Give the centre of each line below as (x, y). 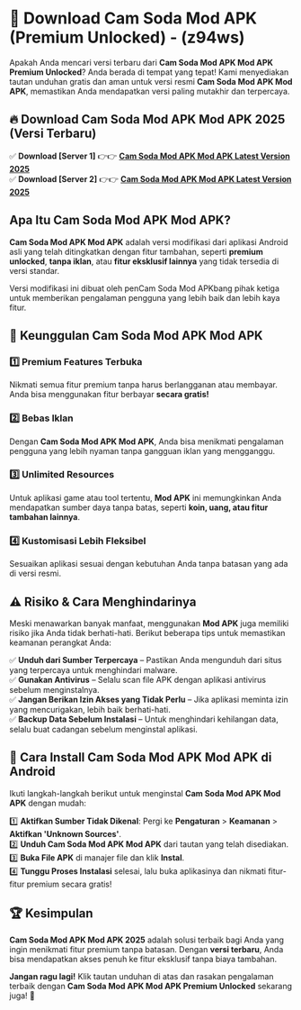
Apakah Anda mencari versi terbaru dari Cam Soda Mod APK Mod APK (142, 62)
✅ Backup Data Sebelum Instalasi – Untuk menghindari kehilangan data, (144, 719)
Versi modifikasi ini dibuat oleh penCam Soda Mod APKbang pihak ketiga (145, 288)
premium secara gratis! (69, 884)
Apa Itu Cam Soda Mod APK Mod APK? (120, 220)
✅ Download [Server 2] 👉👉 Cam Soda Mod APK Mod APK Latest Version (150, 178)
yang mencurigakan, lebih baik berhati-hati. (90, 709)
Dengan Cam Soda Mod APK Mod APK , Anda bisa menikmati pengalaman (147, 441)
